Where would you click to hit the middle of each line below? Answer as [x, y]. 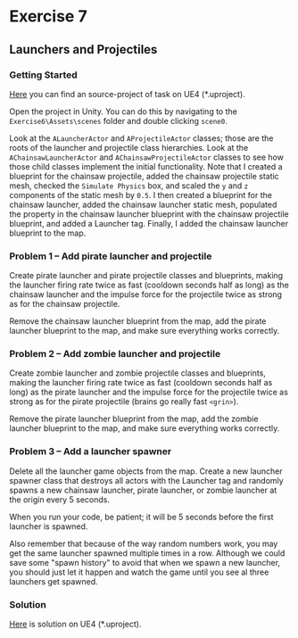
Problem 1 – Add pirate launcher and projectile [111, 256]
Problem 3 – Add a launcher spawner [91, 452]
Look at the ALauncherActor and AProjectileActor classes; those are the [141, 138]
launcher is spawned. [49, 526]
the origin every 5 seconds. [59, 499]
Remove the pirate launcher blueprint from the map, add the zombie [134, 419]
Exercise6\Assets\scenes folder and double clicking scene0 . [118, 120]
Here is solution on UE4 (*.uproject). [75, 624]
